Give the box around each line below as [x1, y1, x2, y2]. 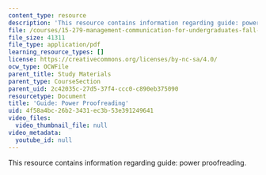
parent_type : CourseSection [8, 77, 101, 85]
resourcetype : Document [8, 92, 87, 100]
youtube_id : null [15, 136, 73, 144]
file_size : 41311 [8, 33, 66, 42]
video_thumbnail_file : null [15, 121, 108, 129]
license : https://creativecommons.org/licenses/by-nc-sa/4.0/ [8, 56, 218, 64]
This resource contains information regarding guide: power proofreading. [8, 158, 247, 167]
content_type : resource [8, 11, 87, 20]
